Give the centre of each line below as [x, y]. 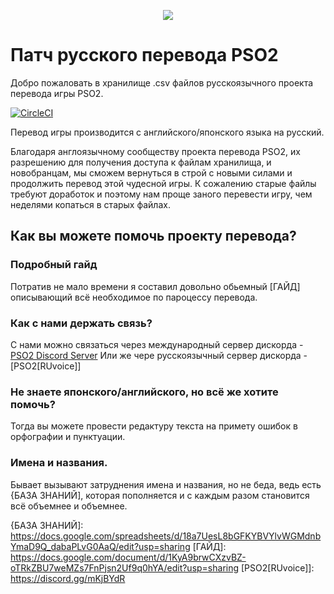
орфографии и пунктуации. [68, 437]
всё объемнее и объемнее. [69, 506]
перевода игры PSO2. [57, 93]
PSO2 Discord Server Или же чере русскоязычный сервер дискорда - [159, 355]
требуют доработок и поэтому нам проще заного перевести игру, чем [161, 194]
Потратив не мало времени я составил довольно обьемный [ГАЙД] [155, 286]
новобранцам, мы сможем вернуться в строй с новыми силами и [151, 172]
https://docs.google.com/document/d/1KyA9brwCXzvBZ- [128, 557]
